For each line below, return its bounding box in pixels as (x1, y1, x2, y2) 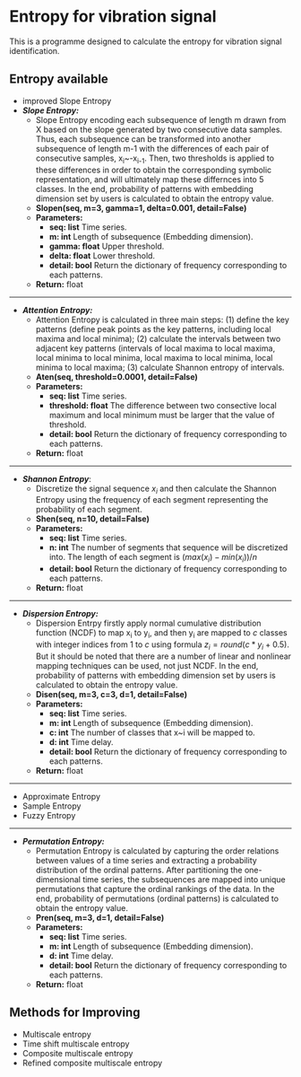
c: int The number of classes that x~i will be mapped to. (48, 727, 255, 738)
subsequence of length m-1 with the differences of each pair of (35, 143, 270, 153)
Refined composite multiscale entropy (21, 1057, 163, 1068)
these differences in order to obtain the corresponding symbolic (35, 164, 272, 175)
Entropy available (9, 72, 109, 87)
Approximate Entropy (21, 791, 101, 801)
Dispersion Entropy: (21, 609, 99, 619)
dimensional (35, 873, 81, 885)
